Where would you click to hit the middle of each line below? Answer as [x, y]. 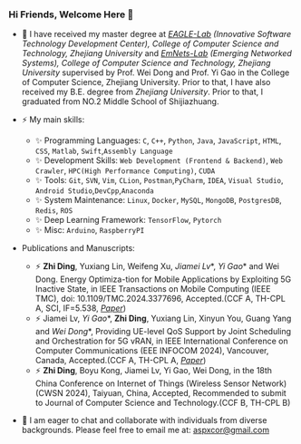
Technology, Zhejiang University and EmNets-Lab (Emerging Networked [156, 53]
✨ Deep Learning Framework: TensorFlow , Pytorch [128, 220]
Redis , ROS [54, 210]
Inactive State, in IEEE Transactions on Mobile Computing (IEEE [153, 289]
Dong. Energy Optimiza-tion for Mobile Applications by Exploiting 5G [163, 279]
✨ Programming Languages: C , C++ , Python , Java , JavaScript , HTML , [158, 140]
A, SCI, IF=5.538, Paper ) [80, 308]
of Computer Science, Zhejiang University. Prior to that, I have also [146, 82]
